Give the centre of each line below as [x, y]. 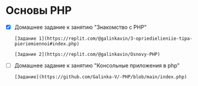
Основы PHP [39, 11]
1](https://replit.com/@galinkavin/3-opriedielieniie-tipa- [116, 38]
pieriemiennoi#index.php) [47, 44]
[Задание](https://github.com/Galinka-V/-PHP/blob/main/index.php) [101, 77]
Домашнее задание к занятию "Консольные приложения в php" [97, 66]
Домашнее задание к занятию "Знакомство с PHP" [80, 27]
